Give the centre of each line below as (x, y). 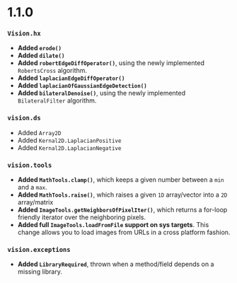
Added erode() (40, 48)
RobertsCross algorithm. (52, 71)
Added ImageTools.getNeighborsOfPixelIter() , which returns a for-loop (122, 210)
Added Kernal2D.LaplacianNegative (69, 148)
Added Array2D (39, 132)
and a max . (32, 187)
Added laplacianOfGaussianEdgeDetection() (82, 86)
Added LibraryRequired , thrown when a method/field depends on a (116, 264)
